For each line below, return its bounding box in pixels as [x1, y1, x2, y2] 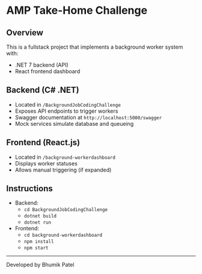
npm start [23, 245, 49, 251]
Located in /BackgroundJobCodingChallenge [14, 101, 121, 108]
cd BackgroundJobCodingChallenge [23, 207, 108, 213]
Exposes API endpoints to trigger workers [14, 107, 118, 115]
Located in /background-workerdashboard [14, 153, 116, 161]
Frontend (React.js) [6, 137, 80, 147]
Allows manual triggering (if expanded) [14, 166, 112, 173]
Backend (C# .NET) [6, 85, 79, 95]
